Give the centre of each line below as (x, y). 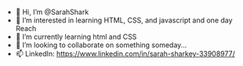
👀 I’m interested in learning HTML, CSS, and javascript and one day (124, 20)
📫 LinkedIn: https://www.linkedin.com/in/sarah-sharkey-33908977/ (125, 54)
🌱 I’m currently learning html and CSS (76, 36)
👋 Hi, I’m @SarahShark (52, 12)
